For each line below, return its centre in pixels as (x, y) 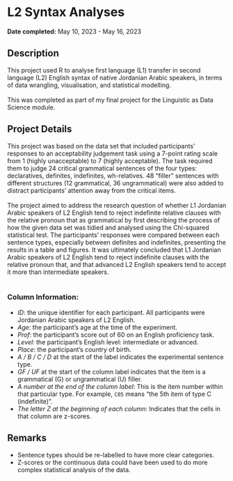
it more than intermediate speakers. (58, 272)
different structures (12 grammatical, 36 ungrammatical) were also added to (115, 183)
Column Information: (43, 297)
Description (33, 53)
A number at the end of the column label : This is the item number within (120, 386)
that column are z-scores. (54, 416)
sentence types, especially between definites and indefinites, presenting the (116, 242)
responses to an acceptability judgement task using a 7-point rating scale (112, 153)
